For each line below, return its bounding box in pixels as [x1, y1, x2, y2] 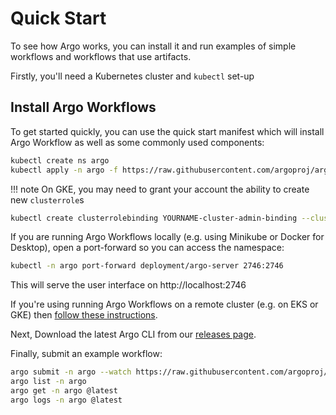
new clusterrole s [10, 193, 85, 206]
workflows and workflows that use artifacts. [10, 50, 192, 62]
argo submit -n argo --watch [10, 367, 132, 377]
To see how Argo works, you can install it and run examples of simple [10, 40, 297, 52]
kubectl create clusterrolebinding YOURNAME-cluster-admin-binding [10, 213, 298, 223]
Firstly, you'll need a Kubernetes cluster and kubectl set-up [10, 70, 255, 82]
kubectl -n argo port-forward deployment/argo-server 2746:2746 [10, 261, 284, 271]
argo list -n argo [10, 377, 87, 387]
